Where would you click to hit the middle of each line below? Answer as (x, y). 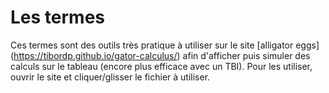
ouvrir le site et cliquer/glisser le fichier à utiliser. (110, 77)
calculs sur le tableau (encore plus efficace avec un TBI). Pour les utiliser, (161, 66)
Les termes (58, 17)
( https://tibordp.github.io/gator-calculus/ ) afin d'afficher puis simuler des (160, 55)
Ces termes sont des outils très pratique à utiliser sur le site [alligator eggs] (165, 45)
